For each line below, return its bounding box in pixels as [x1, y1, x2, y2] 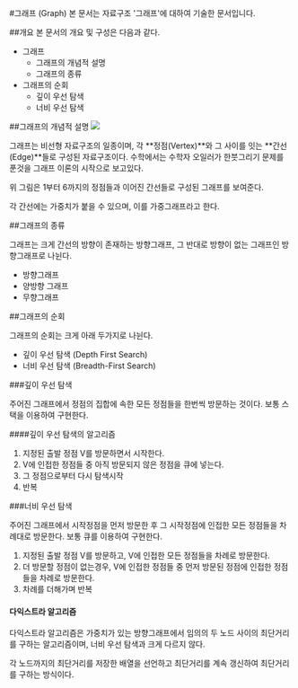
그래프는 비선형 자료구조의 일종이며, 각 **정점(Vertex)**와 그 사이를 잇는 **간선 [9, 140, 287, 151]
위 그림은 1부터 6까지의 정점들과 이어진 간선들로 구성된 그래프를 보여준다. [9, 182, 265, 192]
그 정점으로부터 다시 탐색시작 [22, 471, 124, 481]
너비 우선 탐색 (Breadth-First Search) [22, 360, 156, 371]
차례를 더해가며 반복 [22, 584, 92, 595]
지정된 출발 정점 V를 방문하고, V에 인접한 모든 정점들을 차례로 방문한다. [22, 551, 271, 560]
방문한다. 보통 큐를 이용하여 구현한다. [32, 531, 163, 542]
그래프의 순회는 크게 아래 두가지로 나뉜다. [9, 331, 153, 340]
